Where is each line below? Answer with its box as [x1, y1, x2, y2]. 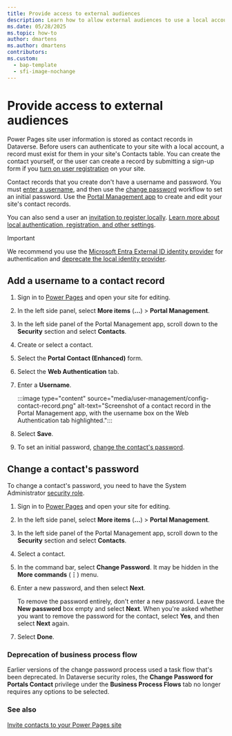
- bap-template [13, 62, 57, 68]
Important [7, 234, 35, 243]
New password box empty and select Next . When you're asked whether [17, 605, 224, 613]
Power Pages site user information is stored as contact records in [7, 135, 193, 144]
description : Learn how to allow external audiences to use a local [7, 17, 209, 23]
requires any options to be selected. [7, 688, 110, 696]
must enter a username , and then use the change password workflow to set [7, 185, 223, 194]
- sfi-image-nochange [13, 68, 76, 75]
